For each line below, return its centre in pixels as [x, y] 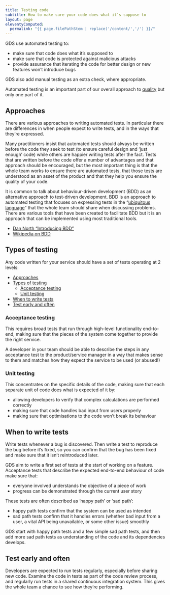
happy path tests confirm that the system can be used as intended [82, 511]
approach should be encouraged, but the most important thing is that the [81, 165]
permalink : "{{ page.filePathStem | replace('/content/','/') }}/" [83, 29]
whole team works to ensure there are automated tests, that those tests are [84, 171]
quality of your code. [27, 181]
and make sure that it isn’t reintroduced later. [52, 455]
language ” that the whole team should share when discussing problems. [81, 207]
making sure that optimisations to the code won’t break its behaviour [84, 416]
